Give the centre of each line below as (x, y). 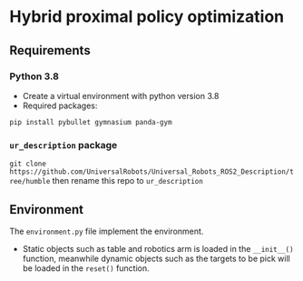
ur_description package (64, 145)
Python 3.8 (34, 76)
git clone (28, 164)
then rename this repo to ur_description (128, 181)
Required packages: (60, 105)
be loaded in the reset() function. (86, 268)
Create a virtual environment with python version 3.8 (121, 95)
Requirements (50, 50)
